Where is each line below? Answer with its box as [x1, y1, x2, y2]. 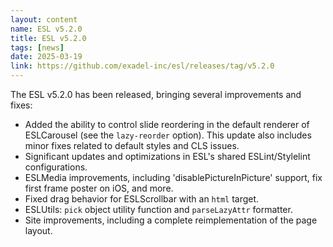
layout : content [10, 14, 78, 25]
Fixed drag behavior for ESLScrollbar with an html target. [24, 193, 260, 205]
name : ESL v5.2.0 [10, 24, 83, 34]
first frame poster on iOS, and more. [24, 182, 174, 194]
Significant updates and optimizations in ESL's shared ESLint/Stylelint [24, 151, 311, 162]
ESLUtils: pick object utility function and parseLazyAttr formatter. [24, 204, 293, 215]
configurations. [24, 161, 88, 173]
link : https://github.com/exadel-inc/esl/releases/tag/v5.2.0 [10, 61, 275, 71]
